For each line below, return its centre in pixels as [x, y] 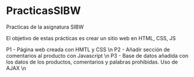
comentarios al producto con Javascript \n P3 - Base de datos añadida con [97, 55]
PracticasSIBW [44, 11]
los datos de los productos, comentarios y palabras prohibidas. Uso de [92, 62]
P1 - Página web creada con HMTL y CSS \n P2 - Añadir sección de [88, 49]
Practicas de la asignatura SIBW [45, 27]
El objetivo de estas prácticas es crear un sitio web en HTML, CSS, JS [91, 38]
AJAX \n [16, 68]
